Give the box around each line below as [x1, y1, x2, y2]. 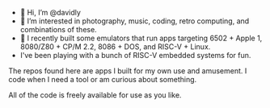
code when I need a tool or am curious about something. [8, 75, 197, 84]
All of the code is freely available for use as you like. [8, 90, 182, 100]
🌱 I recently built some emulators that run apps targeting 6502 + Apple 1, [19, 33, 263, 43]
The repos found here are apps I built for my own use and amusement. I [8, 66, 247, 76]
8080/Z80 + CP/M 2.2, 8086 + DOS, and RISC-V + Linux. [19, 42, 211, 52]
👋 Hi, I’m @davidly [19, 8, 81, 17]
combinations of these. [19, 25, 97, 34]
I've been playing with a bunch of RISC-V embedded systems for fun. [19, 51, 251, 60]
